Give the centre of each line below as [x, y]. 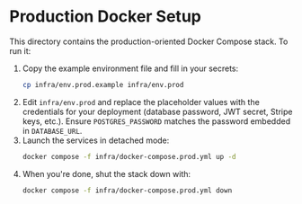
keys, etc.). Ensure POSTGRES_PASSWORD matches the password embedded [156, 121]
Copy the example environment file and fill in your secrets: [130, 68]
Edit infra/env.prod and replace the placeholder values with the [141, 102]
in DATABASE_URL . [52, 130]
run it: [20, 50]
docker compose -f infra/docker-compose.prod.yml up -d [129, 156]
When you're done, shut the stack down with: [107, 173]
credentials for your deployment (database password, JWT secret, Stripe [157, 111]
